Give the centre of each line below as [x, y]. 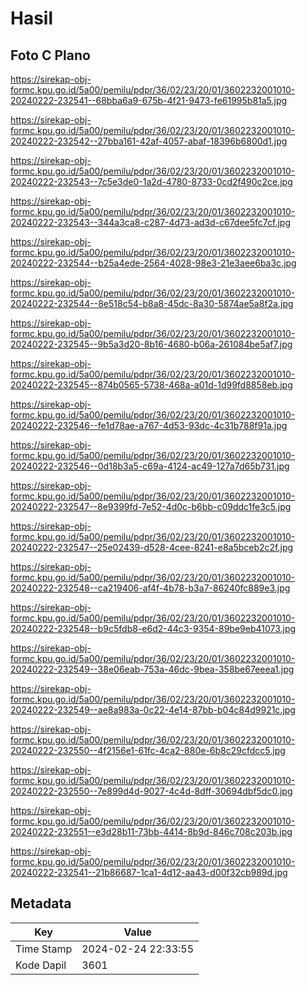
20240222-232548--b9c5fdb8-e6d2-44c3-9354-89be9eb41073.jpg [153, 628]
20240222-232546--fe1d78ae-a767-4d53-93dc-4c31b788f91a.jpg [149, 425]
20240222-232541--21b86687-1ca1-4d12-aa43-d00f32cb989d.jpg [149, 872]
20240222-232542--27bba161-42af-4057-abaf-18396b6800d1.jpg [149, 141]
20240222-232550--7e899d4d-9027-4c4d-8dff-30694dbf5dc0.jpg [151, 791]
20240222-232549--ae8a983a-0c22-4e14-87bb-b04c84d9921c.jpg [153, 710]
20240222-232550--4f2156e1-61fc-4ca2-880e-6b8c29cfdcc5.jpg [148, 750]
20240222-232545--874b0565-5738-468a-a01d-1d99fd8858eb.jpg [151, 385]
